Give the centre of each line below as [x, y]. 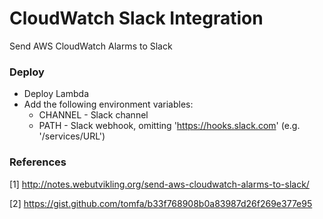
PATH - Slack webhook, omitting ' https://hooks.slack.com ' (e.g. [169, 126]
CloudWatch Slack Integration [136, 18]
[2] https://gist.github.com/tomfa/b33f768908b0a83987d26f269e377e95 [161, 203]
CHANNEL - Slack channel [93, 115]
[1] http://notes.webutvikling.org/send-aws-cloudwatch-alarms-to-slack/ [159, 184]
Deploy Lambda [56, 94]
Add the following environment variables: [108, 104]
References [38, 162]
